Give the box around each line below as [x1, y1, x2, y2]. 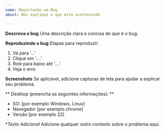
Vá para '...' [12, 50, 36, 56]
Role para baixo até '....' [12, 60, 62, 67]
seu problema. [5, 81, 35, 87]
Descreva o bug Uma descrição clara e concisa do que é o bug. [5, 30, 139, 36]
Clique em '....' [12, 55, 42, 61]
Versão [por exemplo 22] [12, 111, 65, 117]
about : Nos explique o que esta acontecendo [5, 12, 100, 17]
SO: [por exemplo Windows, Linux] [12, 100, 85, 106]
